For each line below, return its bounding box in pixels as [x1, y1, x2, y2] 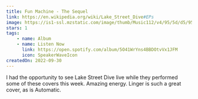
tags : [6, 30, 19, 36]
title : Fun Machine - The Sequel [6, 8, 88, 15]
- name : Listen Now [16, 42, 65, 47]
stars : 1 [6, 25, 28, 31]
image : [6, 19, 22, 25]
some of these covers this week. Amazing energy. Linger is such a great [6, 80, 181, 87]
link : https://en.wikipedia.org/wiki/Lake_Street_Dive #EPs [6, 14, 154, 20]
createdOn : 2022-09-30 [6, 57, 62, 63]
